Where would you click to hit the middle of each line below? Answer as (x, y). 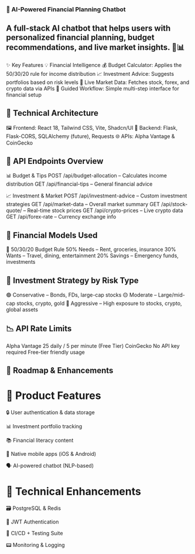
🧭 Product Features (54, 396)
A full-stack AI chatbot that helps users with (88, 28)
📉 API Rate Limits (39, 329)
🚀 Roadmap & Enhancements (60, 370)
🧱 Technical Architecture (52, 113)
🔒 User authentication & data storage (50, 412)
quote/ (14, 210)
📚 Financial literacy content (40, 441)
